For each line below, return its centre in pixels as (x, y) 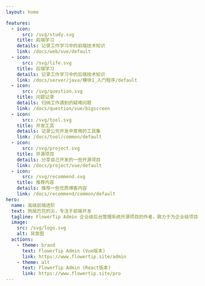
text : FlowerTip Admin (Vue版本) (64, 251)
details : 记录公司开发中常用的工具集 (59, 131)
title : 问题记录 (35, 97)
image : (20, 222)
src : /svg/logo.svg (42, 228)
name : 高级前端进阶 (33, 205)
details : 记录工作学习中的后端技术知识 (61, 74)
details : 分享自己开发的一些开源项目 (59, 160)
